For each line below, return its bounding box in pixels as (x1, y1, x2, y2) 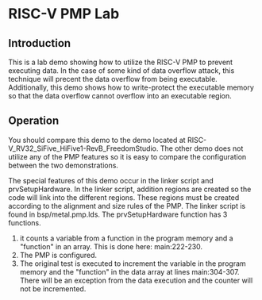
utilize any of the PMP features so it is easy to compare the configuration (8, 152, 247, 161)
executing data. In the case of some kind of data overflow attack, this (8, 66, 235, 75)
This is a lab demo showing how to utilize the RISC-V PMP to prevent (8, 57, 233, 67)
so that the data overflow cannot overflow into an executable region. (8, 91, 232, 100)
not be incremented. (19, 283, 87, 294)
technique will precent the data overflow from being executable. (8, 75, 218, 83)
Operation (8, 114, 60, 128)
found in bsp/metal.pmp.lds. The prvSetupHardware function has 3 (8, 210, 228, 219)
